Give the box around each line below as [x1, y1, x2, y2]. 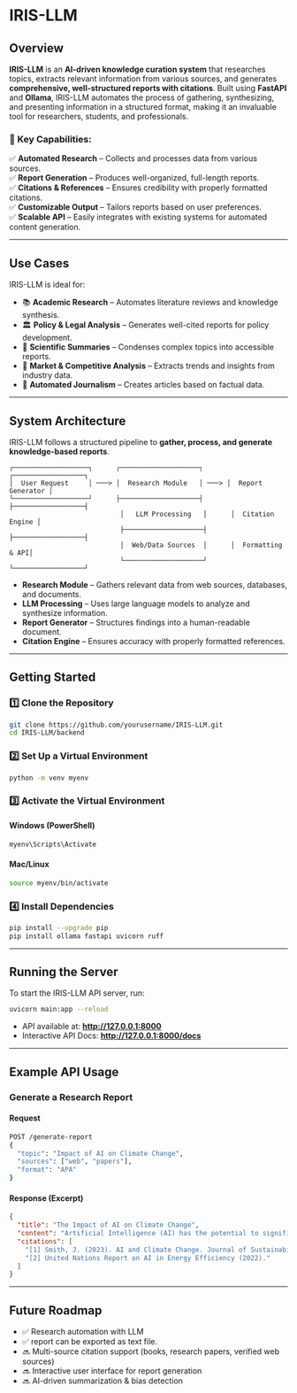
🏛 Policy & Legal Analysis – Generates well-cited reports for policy [21, 319, 270, 330]
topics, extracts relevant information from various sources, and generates [9, 73, 278, 84]
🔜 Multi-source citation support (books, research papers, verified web [21, 1346, 280, 1357]
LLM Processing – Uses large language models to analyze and [21, 598, 250, 609]
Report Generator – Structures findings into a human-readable [21, 617, 250, 627]
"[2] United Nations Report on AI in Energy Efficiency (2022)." [25, 1253, 271, 1262]
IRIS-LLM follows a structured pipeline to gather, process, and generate [9, 436, 273, 447]
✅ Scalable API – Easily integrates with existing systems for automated [9, 212, 268, 222]
